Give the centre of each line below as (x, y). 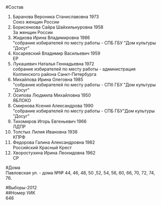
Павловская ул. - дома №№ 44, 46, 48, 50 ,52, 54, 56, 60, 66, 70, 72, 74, (80, 173)
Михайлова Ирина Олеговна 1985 (48, 79)
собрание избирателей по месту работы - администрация (74, 69)
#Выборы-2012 (21, 188)
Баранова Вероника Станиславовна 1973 (56, 17)
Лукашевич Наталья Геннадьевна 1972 (54, 64)
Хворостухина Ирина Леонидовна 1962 (54, 153)
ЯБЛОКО (22, 100)
